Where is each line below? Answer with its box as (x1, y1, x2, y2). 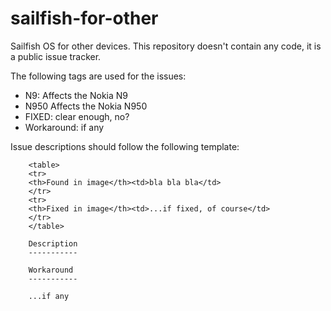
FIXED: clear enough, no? (24, 110, 130, 122)
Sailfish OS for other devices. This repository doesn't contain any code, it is (10, 40, 322, 52)
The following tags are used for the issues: (10, 70, 187, 82)
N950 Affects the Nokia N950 (24, 100, 148, 112)
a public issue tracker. (10, 50, 102, 62)
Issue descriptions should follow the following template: (10, 140, 240, 152)
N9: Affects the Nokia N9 (24, 89, 128, 101)
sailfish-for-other (10, 7, 159, 30)
